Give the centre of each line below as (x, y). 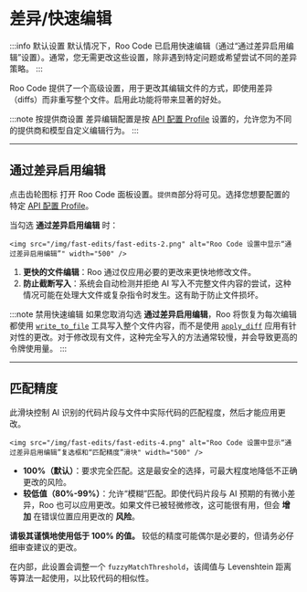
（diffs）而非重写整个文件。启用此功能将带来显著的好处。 (118, 99)
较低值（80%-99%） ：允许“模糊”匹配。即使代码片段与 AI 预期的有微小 (155, 493)
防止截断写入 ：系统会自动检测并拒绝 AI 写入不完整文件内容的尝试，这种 (157, 283)
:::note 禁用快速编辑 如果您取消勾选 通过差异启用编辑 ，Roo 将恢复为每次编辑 (153, 314)
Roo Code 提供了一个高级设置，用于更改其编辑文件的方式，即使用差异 (141, 88)
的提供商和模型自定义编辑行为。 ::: (74, 130)
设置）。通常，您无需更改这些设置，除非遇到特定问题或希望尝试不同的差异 (159, 57)
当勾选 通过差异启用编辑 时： (64, 225)
